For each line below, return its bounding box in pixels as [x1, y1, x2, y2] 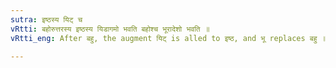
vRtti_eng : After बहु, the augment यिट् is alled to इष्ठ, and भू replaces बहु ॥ [10, 33, 327, 43]
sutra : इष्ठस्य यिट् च [10, 14, 83, 25]
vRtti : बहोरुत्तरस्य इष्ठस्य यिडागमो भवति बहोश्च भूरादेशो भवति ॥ [10, 24, 210, 34]
